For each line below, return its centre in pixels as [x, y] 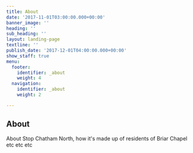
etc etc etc [19, 145]
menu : [13, 61]
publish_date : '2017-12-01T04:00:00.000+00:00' [67, 51]
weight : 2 [29, 95]
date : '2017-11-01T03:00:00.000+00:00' [56, 17]
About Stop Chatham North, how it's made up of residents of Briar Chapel [97, 138]
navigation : [27, 84]
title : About [22, 12]
